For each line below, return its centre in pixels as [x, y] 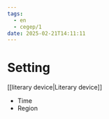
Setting [29, 68]
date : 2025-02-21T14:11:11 [46, 33]
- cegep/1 [28, 27]
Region [28, 108]
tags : [15, 14]
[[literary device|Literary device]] [55, 87]
